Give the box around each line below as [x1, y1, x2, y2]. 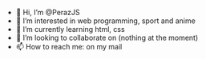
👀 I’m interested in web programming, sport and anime [15, 16, 196, 26]
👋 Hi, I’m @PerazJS [15, 8, 80, 17]
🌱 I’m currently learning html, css [15, 25, 126, 33]
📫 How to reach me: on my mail [15, 42, 123, 51]
